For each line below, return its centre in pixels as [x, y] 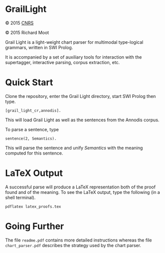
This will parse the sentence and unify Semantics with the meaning [74, 148]
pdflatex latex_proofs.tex [33, 207]
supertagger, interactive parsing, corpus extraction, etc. [63, 62]
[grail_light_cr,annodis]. [33, 110]
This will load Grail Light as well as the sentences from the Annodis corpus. [82, 120]
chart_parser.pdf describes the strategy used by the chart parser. [73, 245]
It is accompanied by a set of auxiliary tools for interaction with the [74, 57]
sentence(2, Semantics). [31, 138]
